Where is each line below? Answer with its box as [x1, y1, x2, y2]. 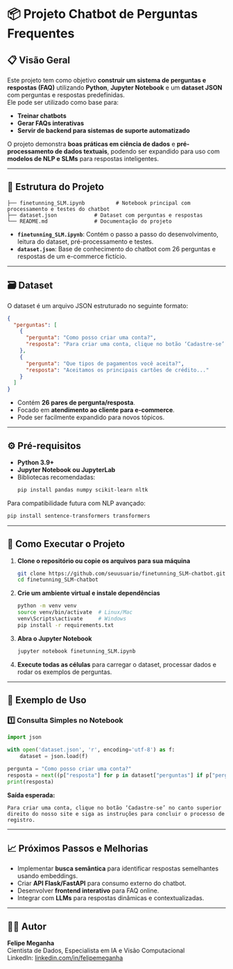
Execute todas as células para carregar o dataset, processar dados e [17, 660, 217, 668]
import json [7, 734, 42, 741]
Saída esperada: [7, 791, 55, 799]
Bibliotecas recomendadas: [17, 473, 96, 481]
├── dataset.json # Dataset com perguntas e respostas [7, 212, 203, 219]
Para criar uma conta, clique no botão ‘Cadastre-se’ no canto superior [7, 804, 222, 811]
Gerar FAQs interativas [17, 119, 85, 127]
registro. [7, 816, 36, 823]
